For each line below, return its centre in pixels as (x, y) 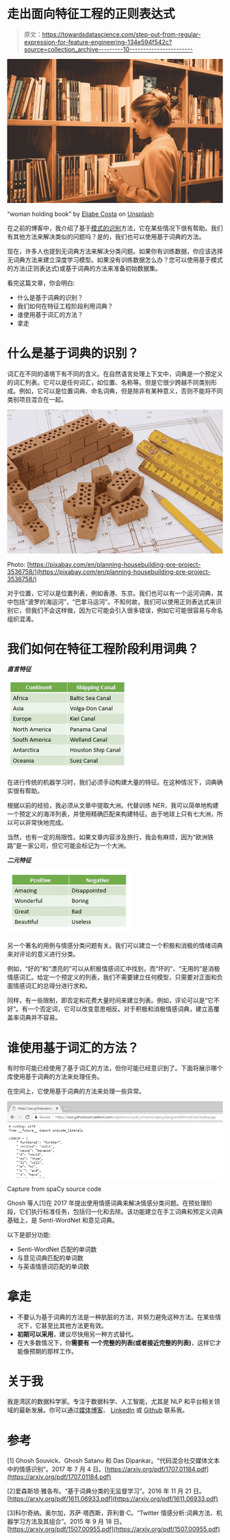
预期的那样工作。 (53, 1351)
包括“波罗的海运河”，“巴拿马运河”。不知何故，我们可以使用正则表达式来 (114, 601)
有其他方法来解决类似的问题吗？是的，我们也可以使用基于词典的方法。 (106, 237)
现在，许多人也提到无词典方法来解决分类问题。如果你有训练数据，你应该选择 (115, 251)
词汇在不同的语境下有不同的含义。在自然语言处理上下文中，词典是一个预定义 (115, 374)
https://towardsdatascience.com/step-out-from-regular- (122, 34)
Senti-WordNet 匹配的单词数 (57, 1249)
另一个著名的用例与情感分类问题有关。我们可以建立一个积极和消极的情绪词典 (115, 946)
